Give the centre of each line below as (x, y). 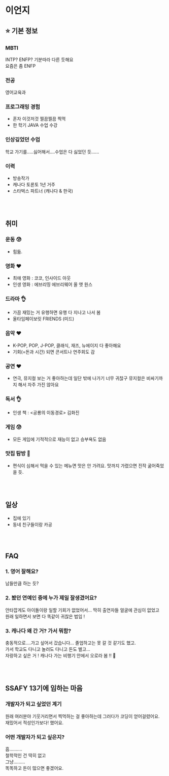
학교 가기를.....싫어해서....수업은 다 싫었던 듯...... (52, 152)
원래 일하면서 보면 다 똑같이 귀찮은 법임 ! (45, 616)
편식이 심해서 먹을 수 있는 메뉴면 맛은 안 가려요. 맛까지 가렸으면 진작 (79, 466)
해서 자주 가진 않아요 (39, 384)
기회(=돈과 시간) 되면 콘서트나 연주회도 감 (54, 352)
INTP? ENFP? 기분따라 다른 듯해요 (39, 60)
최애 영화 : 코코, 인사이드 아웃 (42, 278)
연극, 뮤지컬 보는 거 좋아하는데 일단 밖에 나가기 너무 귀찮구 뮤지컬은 (79, 378)
